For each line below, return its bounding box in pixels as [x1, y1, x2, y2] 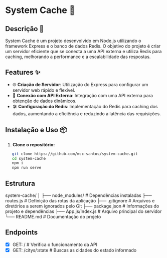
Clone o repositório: [12, 141, 55, 147]
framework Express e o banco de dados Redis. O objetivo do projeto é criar [5, 43, 161, 49]
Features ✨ [5, 68, 41, 77]
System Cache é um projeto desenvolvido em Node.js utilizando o [5, 38, 141, 44]
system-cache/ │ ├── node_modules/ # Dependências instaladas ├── [5, 192, 152, 198]
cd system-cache [12, 156, 46, 161]
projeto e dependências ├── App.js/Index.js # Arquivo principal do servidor [5, 208, 162, 214]
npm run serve [12, 165, 42, 170]
